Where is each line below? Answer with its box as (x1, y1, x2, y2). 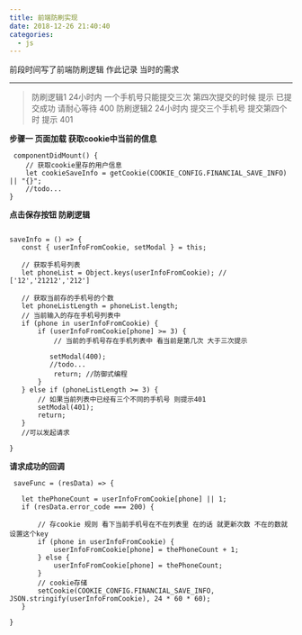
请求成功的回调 (9, 461, 65, 472)
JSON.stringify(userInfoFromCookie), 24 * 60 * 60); (9, 594, 211, 603)
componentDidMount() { (13, 151, 99, 160)
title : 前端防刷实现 (9, 13, 78, 23)
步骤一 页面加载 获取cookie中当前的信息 (9, 133, 157, 144)
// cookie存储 (37, 578, 88, 588)
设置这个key (9, 530, 49, 539)
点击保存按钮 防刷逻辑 (9, 209, 91, 221)
